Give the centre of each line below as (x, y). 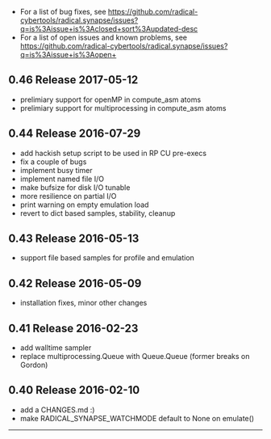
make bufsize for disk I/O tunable (75, 187)
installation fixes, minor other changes (83, 303)
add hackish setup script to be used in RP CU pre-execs (113, 153)
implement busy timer (56, 170)
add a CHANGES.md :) (57, 409)
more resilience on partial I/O (68, 196)
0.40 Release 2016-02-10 (74, 390)
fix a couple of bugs (53, 162)
